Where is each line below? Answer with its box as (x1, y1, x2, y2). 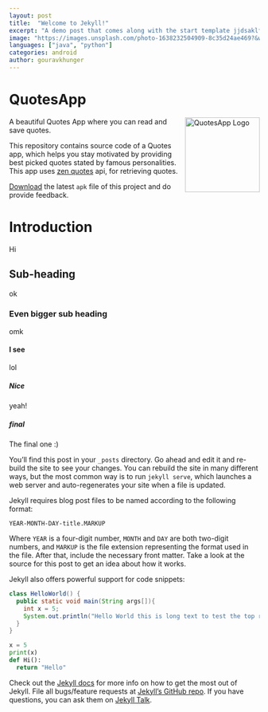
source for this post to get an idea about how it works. (9, 559, 186, 568)
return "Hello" (16, 663, 67, 671)
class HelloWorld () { (9, 590, 81, 598)
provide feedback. (9, 190, 69, 199)
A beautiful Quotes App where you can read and (9, 116, 168, 126)
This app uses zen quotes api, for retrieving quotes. (9, 166, 178, 175)
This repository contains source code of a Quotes (9, 140, 172, 150)
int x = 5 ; (23, 604, 60, 612)
